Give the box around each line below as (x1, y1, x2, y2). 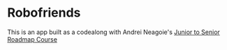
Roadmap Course (7, 35, 58, 43)
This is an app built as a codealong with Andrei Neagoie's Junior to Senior (7, 28, 220, 36)
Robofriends (7, 5, 81, 21)
